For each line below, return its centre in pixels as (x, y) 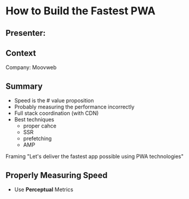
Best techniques (34, 120)
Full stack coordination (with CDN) (56, 113)
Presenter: (26, 33)
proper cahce (40, 126)
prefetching (37, 139)
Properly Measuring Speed (57, 175)
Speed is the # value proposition (54, 101)
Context (21, 53)
